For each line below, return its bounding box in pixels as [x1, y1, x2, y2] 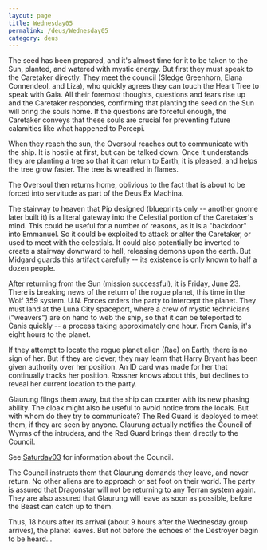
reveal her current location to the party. [8, 379, 137, 389]
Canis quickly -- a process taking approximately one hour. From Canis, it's [8, 321, 252, 331]
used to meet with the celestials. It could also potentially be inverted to [8, 238, 241, 247]
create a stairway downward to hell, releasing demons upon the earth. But [8, 247, 251, 256]
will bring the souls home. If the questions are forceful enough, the [8, 107, 227, 117]
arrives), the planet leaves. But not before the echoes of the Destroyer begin [8, 526, 259, 536]
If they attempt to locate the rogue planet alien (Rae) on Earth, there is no [8, 345, 248, 355]
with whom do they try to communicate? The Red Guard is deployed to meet [8, 412, 259, 421]
